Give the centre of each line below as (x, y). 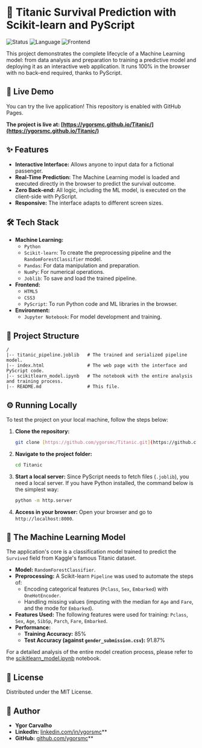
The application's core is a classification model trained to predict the (91, 552)
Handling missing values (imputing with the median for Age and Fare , (109, 602)
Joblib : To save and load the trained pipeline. (80, 278)
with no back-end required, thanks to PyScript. (64, 72)
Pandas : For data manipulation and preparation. (82, 265)
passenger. (29, 171)
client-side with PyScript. (46, 196)
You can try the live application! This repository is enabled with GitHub (94, 106)
